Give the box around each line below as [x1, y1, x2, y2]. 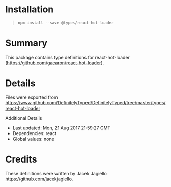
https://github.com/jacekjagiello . [5, 176, 73, 182]
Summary [5, 37, 47, 49]
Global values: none [12, 136, 54, 142]
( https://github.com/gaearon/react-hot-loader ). [5, 60, 104, 66]
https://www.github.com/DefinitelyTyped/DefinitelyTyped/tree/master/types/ [5, 99, 166, 105]
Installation [5, 4, 54, 15]
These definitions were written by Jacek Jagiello [5, 170, 107, 176]
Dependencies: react [12, 130, 57, 136]
